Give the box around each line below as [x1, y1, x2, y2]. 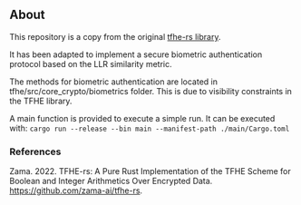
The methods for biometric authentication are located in [9, 76, 218, 87]
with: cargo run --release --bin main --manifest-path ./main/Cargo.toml [9, 122, 290, 133]
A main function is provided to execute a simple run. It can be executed [9, 112, 276, 123]
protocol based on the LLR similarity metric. [9, 58, 172, 69]
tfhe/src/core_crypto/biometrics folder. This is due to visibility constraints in [9, 85, 293, 96]
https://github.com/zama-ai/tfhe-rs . [9, 185, 143, 196]
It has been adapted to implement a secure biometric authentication [9, 49, 263, 60]
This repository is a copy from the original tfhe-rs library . [9, 31, 221, 42]
